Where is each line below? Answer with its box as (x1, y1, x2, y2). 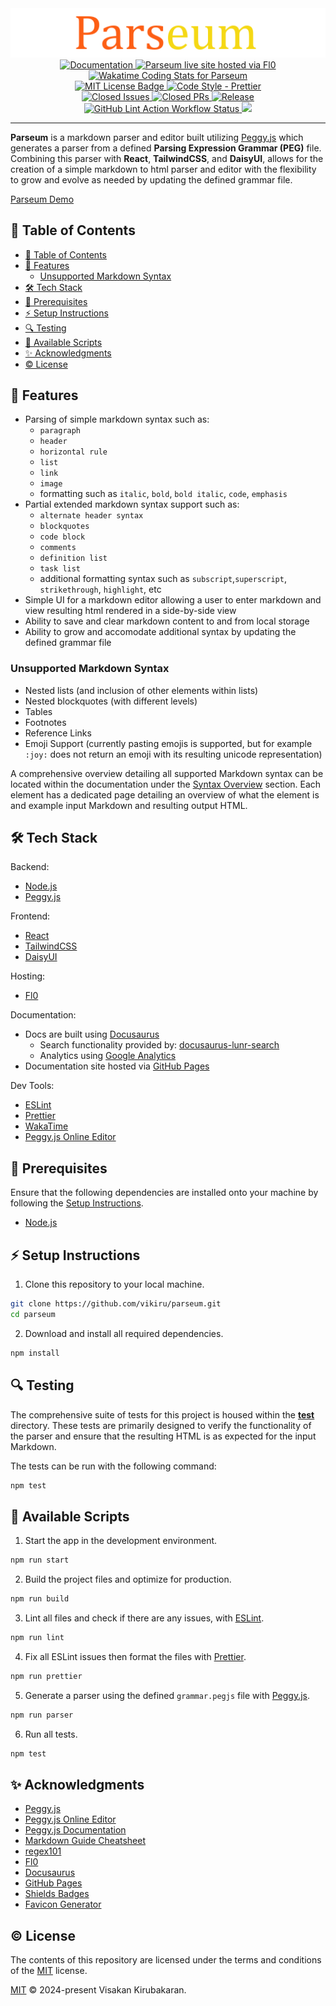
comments (39, 543, 77, 553)
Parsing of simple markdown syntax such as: (24, 413, 210, 426)
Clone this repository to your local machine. (24, 1278, 205, 1291)
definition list (39, 553, 108, 564)
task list (39, 564, 82, 574)
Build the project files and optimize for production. (24, 1573, 232, 1586)
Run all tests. (24, 1728, 78, 1740)
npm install (10, 1348, 60, 1358)
